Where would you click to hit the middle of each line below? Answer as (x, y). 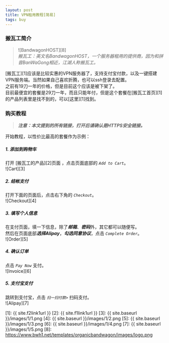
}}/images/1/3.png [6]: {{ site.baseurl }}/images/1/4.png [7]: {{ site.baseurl (83, 324)
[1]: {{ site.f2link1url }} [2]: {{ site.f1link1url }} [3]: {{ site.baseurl (71, 313)
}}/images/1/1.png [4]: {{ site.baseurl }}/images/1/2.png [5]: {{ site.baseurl (83, 318)
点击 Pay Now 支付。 (26, 265)
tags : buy (16, 19)
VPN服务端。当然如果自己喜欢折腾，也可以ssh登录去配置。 (67, 79)
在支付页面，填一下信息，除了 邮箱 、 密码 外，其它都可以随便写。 (72, 227)
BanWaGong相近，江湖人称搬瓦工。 (60, 62)
